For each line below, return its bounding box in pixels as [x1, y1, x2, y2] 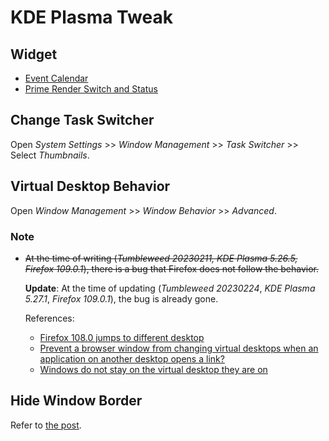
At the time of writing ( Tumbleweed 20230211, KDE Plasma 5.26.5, [24, 252, 298, 264]
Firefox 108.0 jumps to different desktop [39, 331, 205, 343]
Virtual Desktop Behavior [10, 178, 171, 195]
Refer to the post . [10, 419, 82, 431]
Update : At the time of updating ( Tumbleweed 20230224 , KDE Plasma [24, 282, 316, 294]
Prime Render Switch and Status [24, 83, 158, 95]
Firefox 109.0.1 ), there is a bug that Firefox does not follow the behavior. [24, 262, 320, 275]
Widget [10, 46, 58, 63]
